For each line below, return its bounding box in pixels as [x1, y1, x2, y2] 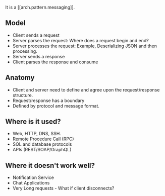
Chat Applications [12, 180, 50, 186]
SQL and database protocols [12, 141, 72, 147]
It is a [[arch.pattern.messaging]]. [5, 5, 75, 10]
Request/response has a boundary [12, 97, 85, 104]
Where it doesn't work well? [5, 161, 95, 170]
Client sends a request [12, 32, 60, 38]
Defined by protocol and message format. [12, 103, 100, 109]
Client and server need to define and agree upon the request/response [12, 86, 160, 92]
